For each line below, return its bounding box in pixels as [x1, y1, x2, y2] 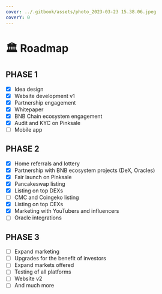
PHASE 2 [5, 144, 40, 154]
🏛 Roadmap [5, 41, 69, 55]
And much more [14, 282, 55, 289]
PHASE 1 [5, 70, 38, 80]
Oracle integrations [14, 214, 62, 221]
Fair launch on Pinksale [14, 173, 72, 180]
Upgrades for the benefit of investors [14, 255, 106, 262]
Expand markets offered [14, 262, 74, 269]
